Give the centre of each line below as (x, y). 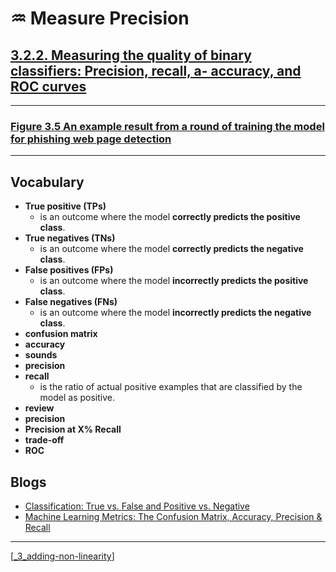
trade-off (44, 440)
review (39, 408)
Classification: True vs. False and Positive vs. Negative (137, 506)
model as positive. (77, 398)
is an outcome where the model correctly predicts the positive (170, 217)
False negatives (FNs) (71, 302)
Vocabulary (47, 182)
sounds (41, 355)
